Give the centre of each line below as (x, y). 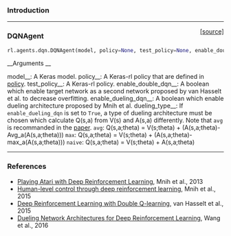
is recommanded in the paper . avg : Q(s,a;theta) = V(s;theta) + (94, 128)
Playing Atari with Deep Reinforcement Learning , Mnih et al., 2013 (110, 181)
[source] (212, 32)
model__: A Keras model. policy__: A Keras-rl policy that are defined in (106, 77)
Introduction (28, 10)
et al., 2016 (33, 225)
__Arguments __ (29, 63)
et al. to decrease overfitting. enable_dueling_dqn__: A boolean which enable (115, 99)
